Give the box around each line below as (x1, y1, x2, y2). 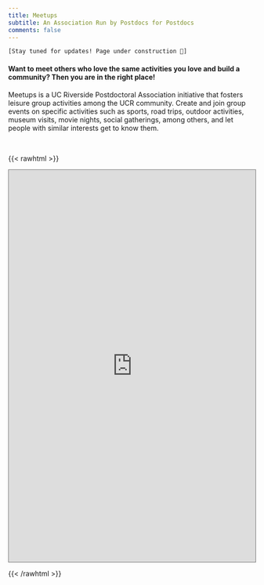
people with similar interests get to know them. (8, 123, 159, 133)
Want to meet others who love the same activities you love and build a (8, 64, 240, 73)
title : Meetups (8, 11, 58, 20)
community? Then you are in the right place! (8, 72, 155, 82)
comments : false (8, 26, 61, 34)
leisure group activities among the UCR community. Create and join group (8, 98, 246, 107)
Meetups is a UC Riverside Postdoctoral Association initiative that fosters (8, 89, 244, 99)
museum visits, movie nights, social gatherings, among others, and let (8, 114, 233, 124)
